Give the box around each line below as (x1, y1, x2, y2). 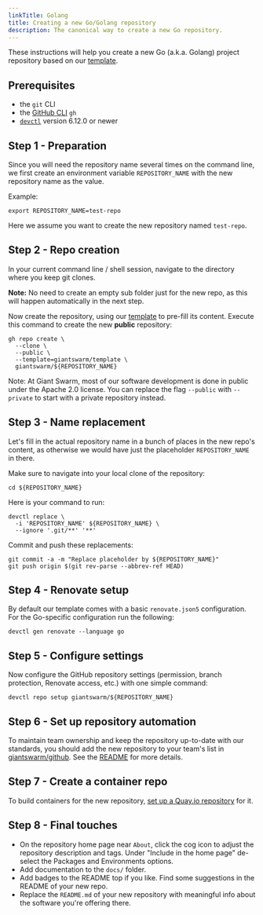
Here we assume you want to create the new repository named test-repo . (8, 221, 247, 230)
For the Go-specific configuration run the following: (8, 613, 174, 622)
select (19, 856, 40, 866)
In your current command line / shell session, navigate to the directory (8, 264, 236, 273)
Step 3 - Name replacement (8, 415, 146, 429)
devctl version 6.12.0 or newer (19, 116, 119, 126)
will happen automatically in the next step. (8, 296, 144, 306)
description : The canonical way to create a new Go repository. (8, 26, 223, 34)
